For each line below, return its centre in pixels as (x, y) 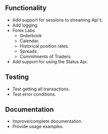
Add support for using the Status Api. (50, 61)
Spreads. (29, 51)
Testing (17, 77)
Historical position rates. (44, 46)
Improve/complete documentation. (47, 121)
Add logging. (25, 25)
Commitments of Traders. (46, 56)
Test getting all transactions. (41, 89)
